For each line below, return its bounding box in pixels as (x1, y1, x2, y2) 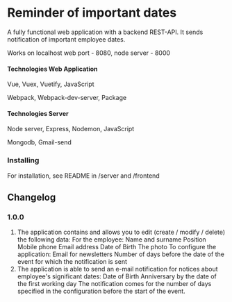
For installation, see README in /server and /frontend (7, 171, 160, 180)
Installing (7, 156, 40, 165)
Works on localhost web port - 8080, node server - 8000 (7, 49, 171, 57)
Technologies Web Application (7, 65, 99, 73)
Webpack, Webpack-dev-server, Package (7, 94, 127, 102)
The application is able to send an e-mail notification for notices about (17, 265, 218, 274)
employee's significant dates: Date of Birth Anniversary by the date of (17, 272, 217, 280)
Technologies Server (7, 109, 69, 117)
